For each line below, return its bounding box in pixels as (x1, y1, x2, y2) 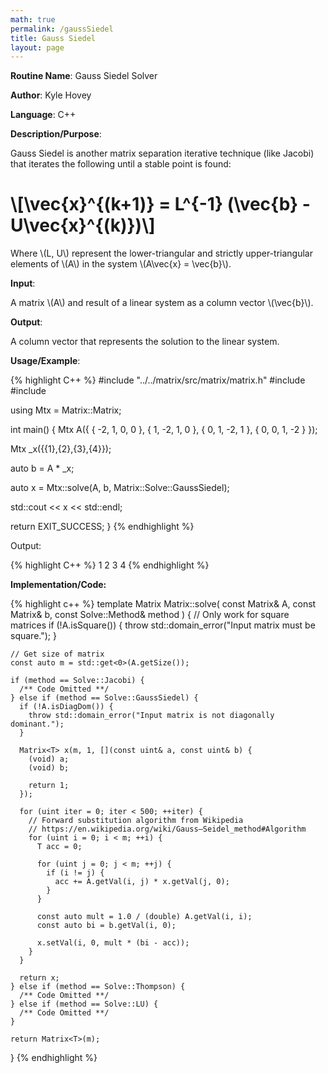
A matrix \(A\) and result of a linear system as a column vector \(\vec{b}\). (10, 297, 314, 309)
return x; (19, 973, 60, 983)
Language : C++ (10, 109, 77, 121)
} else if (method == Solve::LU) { (10, 999, 159, 1010)
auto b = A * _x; (10, 462, 75, 475)
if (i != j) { (46, 868, 105, 878)
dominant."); (10, 719, 65, 730)
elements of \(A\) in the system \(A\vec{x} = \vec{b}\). (10, 258, 232, 270)
